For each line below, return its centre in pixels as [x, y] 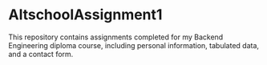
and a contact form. [41, 54]
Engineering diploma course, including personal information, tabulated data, [133, 45]
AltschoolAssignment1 [85, 15]
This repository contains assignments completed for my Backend [116, 37]
